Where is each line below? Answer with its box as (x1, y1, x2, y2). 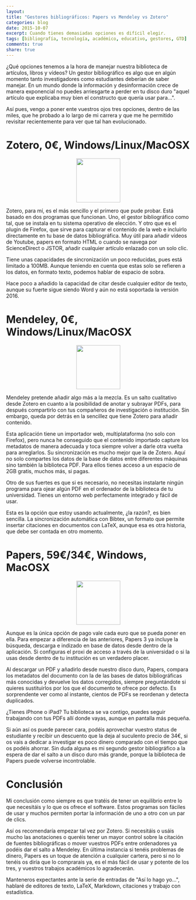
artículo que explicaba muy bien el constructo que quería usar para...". (6, 94, 176, 101)
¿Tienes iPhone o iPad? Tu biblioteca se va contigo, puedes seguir (6, 708, 166, 715)
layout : (6, 8, 25, 15)
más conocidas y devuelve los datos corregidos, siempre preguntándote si (6, 678, 186, 685)
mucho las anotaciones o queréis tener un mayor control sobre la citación (6, 833, 184, 840)
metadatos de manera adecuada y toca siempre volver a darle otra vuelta (6, 443, 183, 450)
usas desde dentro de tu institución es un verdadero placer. (6, 654, 150, 661)
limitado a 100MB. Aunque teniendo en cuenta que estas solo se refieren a (6, 262, 185, 269)
